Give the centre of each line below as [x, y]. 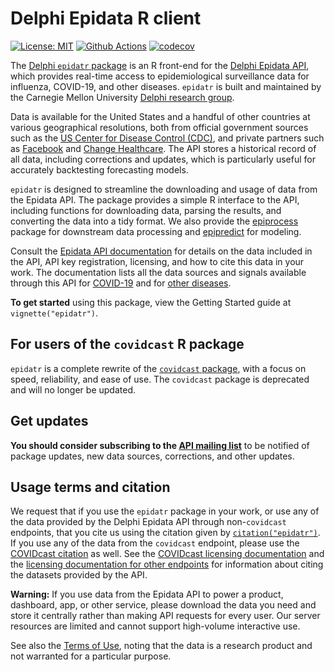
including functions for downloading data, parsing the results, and [146, 210]
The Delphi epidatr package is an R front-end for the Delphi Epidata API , [160, 65]
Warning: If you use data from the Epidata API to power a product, [147, 594]
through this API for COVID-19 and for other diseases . [121, 283]
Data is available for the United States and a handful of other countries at [160, 116]
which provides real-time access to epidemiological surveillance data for [160, 76]
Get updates [49, 421]
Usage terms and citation [90, 487]
